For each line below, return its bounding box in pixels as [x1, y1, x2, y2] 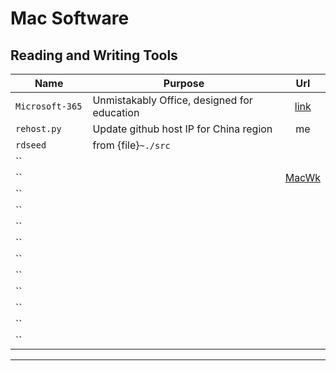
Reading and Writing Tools [10, 47, 178, 64]
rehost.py [15, 123, 62, 134]
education [92, 106, 140, 119]
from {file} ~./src [92, 138, 171, 152]
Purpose [163, 77, 205, 90]
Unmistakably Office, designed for [92, 93, 253, 107]
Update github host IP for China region [92, 122, 273, 136]
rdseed [15, 140, 47, 151]
